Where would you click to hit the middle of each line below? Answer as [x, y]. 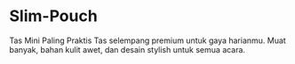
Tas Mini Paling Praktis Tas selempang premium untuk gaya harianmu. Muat [147, 40]
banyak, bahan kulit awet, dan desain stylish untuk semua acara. [128, 49]
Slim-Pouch [53, 16]
